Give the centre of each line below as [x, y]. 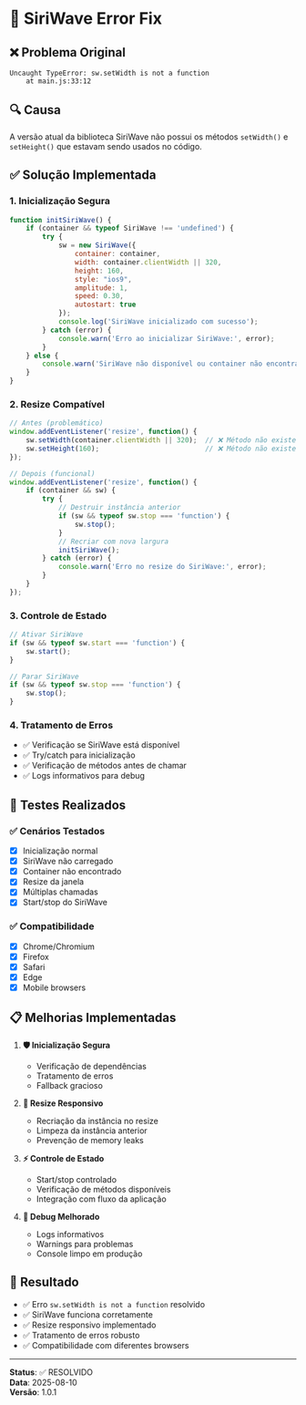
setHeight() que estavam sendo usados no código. [106, 146]
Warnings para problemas [85, 1244]
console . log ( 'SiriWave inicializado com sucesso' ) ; [158, 322]
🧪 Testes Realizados [68, 805]
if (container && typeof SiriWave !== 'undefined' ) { [130, 228]
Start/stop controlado [76, 1179]
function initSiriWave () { [61, 220]
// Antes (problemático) [56, 423]
